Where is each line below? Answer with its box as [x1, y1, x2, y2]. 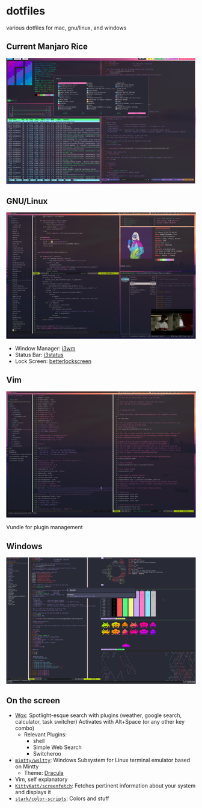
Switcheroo [32, 750, 61, 757]
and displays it [14, 788, 51, 795]
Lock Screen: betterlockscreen [14, 357, 92, 365]
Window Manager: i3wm [14, 344, 76, 352]
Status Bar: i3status [14, 351, 64, 358]
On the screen [6, 695, 60, 706]
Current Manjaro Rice [6, 42, 88, 52]
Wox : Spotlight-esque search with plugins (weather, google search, [14, 712, 182, 719]
